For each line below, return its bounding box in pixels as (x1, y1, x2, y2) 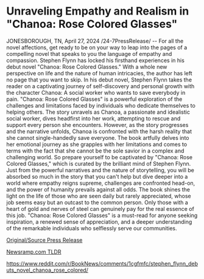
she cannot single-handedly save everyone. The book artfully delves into (6, 134, 189, 141)
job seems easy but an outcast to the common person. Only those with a (6, 199, 189, 206)
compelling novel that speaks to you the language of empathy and (6, 50, 172, 57)
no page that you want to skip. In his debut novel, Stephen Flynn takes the (6, 76, 192, 83)
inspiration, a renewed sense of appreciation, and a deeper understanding (6, 218, 192, 226)
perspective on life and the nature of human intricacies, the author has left (6, 69, 192, 77)
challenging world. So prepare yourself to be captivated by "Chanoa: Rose (6, 153, 193, 160)
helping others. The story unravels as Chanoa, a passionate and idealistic (6, 108, 191, 115)
